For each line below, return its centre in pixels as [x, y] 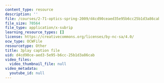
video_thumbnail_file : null [38, 64]
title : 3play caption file [32, 50]
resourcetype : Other [26, 46]
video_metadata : [21, 69]
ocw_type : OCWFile [24, 41]
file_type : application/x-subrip [39, 28]
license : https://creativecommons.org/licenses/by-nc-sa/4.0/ [70, 37]
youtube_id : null [27, 73]
